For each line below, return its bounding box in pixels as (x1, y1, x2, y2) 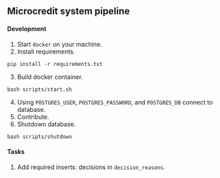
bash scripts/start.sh (7, 86, 72, 93)
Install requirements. (16, 47, 76, 56)
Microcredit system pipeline (7, 5, 130, 17)
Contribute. (16, 113, 49, 121)
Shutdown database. (16, 120, 76, 128)
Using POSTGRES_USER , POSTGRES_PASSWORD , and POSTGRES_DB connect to (16, 98, 213, 106)
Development (7, 24, 47, 33)
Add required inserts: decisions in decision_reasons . (16, 163, 166, 171)
